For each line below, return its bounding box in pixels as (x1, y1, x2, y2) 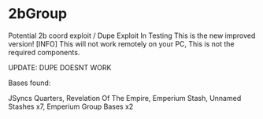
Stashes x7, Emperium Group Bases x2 (8, 102, 134, 111)
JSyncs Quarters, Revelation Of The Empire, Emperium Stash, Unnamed (8, 93, 242, 102)
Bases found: (8, 78, 51, 87)
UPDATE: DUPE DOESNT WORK (8, 62, 112, 72)
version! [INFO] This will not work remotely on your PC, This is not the (8, 39, 235, 48)
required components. (8, 47, 80, 57)
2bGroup (8, 5, 68, 23)
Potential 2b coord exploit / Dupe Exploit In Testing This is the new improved (8, 31, 256, 40)
